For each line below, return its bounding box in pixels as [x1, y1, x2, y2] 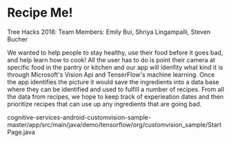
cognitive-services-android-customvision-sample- [7, 113, 152, 122]
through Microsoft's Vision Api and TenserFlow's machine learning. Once [7, 70, 215, 79]
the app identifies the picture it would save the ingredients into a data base [7, 77, 219, 86]
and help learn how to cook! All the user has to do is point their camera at [7, 55, 216, 64]
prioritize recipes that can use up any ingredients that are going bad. [7, 99, 202, 108]
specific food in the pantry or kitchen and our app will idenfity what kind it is [7, 63, 223, 71]
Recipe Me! [7, 5, 73, 21]
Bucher [7, 35, 28, 43]
